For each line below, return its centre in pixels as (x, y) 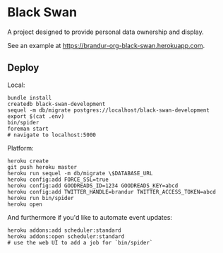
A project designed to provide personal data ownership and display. (106, 32)
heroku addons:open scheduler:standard (66, 236)
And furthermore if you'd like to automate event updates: (90, 217)
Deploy (23, 68)
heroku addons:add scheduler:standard (64, 230)
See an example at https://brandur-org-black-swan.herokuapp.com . (106, 45)
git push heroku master (42, 167)
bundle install (30, 98)
